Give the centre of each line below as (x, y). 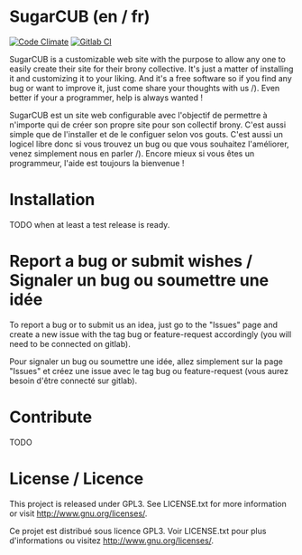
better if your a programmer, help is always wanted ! (106, 98)
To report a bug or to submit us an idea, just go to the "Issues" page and (143, 325)
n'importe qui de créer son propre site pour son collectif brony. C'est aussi (148, 125)
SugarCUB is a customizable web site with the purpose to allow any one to (147, 59)
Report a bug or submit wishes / (131, 262)
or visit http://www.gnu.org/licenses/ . (78, 513)
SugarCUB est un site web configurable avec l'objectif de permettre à (138, 115)
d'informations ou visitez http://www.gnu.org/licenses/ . (112, 541)
